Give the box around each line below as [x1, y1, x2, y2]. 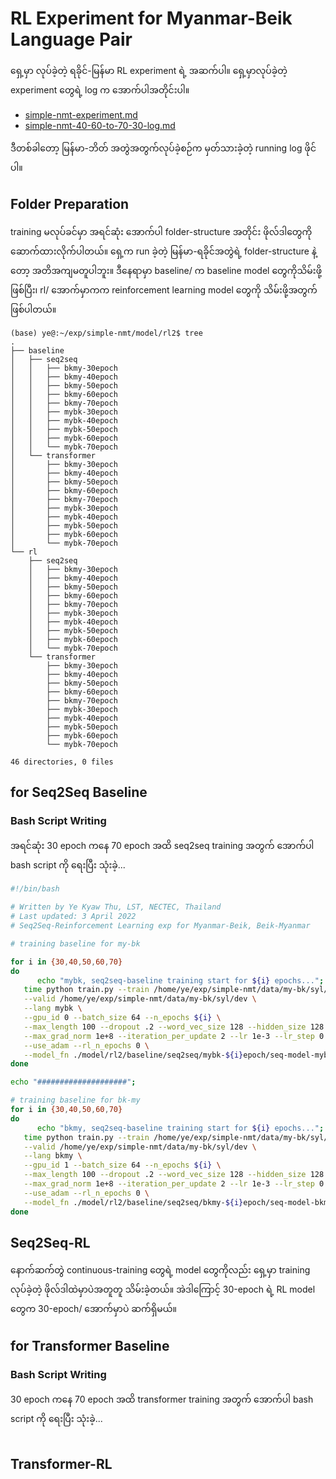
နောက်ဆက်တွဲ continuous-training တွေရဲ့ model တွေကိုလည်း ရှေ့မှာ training [10, 1264, 311, 1276]
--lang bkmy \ [23, 1151, 83, 1161]
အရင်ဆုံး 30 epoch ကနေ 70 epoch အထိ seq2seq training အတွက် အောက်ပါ [10, 840, 315, 852]
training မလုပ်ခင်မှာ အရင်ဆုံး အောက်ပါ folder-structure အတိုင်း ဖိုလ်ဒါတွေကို [10, 225, 313, 237]
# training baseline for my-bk [10, 938, 141, 949]
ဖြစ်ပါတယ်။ [10, 303, 57, 315]
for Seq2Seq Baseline [10, 784, 148, 801]
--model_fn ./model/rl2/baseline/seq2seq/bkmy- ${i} [23, 1197, 244, 1207]
